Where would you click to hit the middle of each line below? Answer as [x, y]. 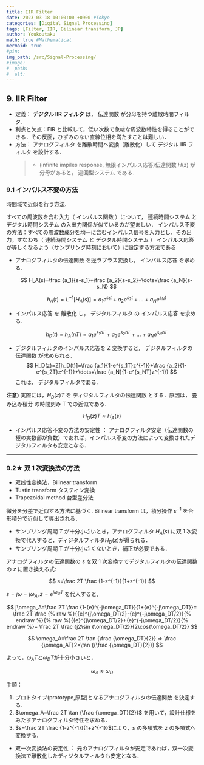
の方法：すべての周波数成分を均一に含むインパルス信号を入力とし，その [97, 232]
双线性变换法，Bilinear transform [56, 482]
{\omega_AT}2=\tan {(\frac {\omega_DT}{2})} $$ [102, 645]
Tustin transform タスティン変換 [55, 490]
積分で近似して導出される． [46, 518]
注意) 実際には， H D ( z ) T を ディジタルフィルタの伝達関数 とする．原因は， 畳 [102, 396]
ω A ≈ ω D [102, 671]
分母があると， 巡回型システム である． [89, 173]
